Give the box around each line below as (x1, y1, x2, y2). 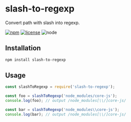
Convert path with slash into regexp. (5, 20, 80, 26)
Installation (5, 44, 41, 53)
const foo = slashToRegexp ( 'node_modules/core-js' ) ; (5, 93, 117, 98)
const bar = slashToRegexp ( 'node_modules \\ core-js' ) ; (5, 107, 120, 112)
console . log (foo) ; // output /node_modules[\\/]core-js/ (5, 98, 126, 103)
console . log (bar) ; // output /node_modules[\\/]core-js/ (5, 111, 126, 117)
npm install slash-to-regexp (5, 57, 66, 62)
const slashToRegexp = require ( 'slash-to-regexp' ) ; (5, 84, 115, 89)
